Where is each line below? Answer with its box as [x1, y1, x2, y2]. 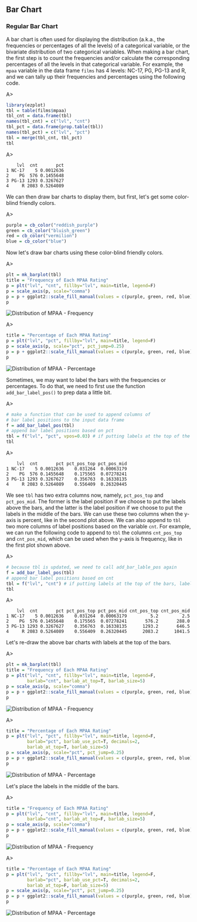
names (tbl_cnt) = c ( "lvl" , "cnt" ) [6, 119, 91, 124]
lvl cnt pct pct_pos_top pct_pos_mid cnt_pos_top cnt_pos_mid [16, 608, 191, 614]
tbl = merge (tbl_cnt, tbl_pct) [6, 134, 83, 140]
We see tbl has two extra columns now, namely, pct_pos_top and [6, 492, 164, 499]
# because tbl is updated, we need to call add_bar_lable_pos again [6, 564, 177, 570]
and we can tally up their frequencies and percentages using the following [6, 73, 186, 80]
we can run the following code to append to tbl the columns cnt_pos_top [6, 529, 182, 536]
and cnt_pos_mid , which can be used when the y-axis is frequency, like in [6, 536, 183, 543]
